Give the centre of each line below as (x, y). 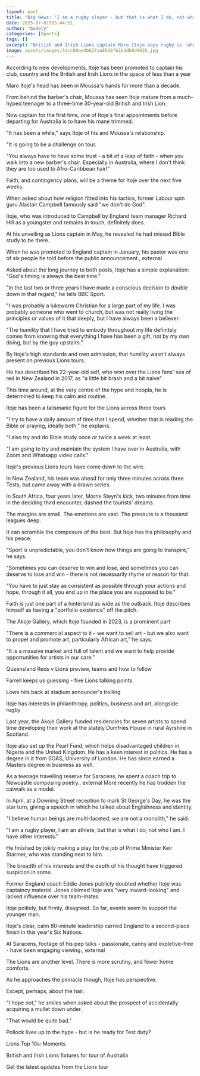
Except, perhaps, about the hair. (45, 991)
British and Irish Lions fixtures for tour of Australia (67, 1055)
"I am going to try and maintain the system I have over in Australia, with (93, 449)
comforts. (18, 968)
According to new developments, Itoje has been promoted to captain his (95, 67)
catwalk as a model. (31, 789)
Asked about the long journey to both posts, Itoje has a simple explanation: (98, 270)
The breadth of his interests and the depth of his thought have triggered (94, 865)
